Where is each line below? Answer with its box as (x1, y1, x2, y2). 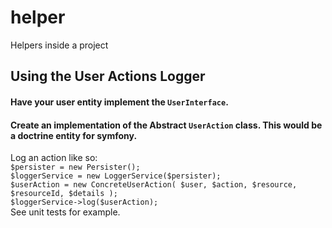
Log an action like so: (10, 152, 98, 164)
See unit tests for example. (10, 206, 121, 218)
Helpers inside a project (10, 39, 109, 51)
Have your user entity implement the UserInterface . (10, 96, 229, 108)
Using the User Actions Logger (10, 68, 206, 85)
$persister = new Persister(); (10, 162, 141, 173)
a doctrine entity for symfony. (10, 129, 138, 141)
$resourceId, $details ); (10, 189, 118, 199)
